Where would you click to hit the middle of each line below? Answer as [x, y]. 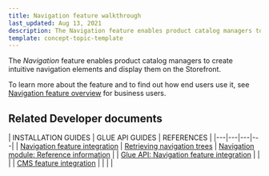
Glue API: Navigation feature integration [186, 155]
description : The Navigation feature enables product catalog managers [130, 30]
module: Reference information [59, 155]
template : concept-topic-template [66, 38]
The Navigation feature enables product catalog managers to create [121, 61]
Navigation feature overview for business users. [87, 94]
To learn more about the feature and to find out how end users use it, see [129, 85]
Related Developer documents [85, 118]
